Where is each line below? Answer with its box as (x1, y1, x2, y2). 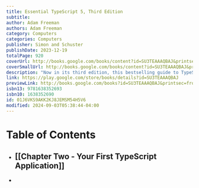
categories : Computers (6, 36, 62, 42)
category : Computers (6, 31, 57, 37)
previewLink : (6, 81, 38, 87)
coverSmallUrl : (6, 63, 44, 70)
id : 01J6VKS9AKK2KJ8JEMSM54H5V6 (6, 97, 86, 103)
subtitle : (6, 14, 31, 20)
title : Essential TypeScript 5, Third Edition (6, 8, 123, 15)
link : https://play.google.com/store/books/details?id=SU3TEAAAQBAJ (6, 75, 179, 81)
